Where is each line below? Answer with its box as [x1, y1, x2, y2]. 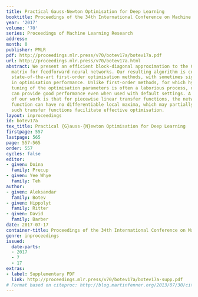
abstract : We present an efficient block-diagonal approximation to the [6, 63, 189, 69]
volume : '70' [6, 25, 38, 31]
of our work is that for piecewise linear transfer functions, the [11, 96, 181, 102]
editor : [6, 156, 25, 162]
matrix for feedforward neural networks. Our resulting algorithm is [11, 69, 186, 75]
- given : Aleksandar [6, 189, 57, 195]
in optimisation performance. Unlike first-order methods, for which [11, 80, 186, 86]
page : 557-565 [6, 139, 41, 146]
